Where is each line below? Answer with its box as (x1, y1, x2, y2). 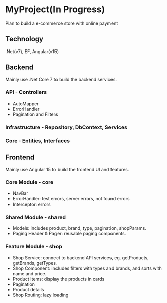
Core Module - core (5, 179, 54, 186)
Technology (5, 35, 44, 43)
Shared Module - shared (5, 214, 66, 221)
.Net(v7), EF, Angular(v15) (5, 48, 59, 54)
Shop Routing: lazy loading (12, 292, 69, 298)
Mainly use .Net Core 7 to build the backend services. (5, 76, 117, 82)
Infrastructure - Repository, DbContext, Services (5, 124, 127, 131)
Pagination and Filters (12, 111, 58, 117)
